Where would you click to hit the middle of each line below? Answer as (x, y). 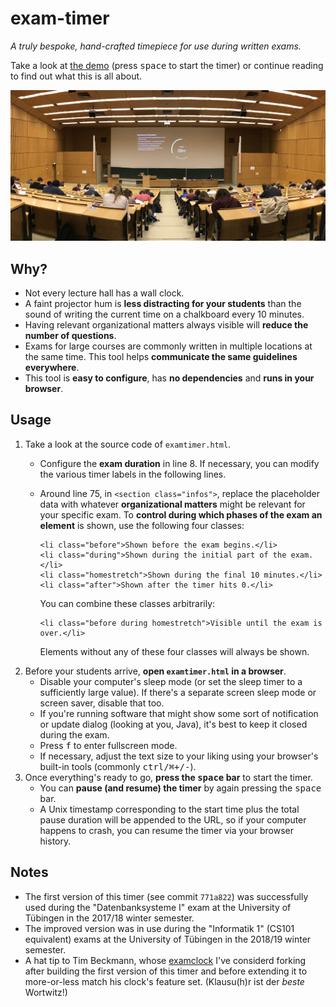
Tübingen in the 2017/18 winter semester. (109, 918)
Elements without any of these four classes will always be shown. (174, 651)
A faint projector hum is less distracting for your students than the (163, 303)
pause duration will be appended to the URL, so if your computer (173, 819)
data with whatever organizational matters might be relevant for (172, 504)
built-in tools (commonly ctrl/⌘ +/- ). (118, 766)
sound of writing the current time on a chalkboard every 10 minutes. (164, 314)
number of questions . (70, 335)
